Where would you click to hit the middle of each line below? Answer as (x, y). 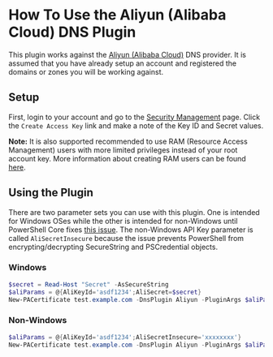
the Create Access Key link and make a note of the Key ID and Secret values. (136, 125)
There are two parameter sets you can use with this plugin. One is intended (134, 212)
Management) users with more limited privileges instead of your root (123, 150)
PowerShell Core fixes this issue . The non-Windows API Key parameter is (131, 230)
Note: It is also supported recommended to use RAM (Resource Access (128, 141)
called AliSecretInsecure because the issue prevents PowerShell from (126, 238)
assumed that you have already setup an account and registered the (123, 63)
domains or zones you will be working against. (86, 71)
